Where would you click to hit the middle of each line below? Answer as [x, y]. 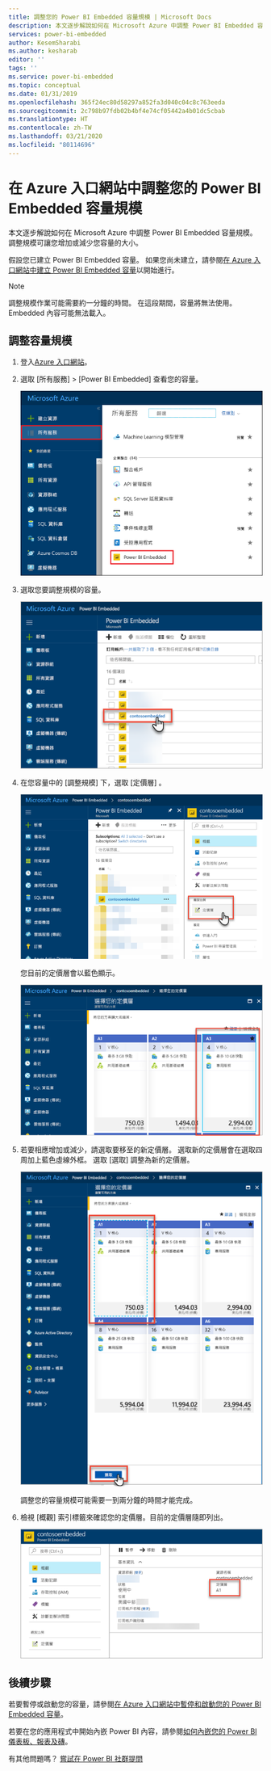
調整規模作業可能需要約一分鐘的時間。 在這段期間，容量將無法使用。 [122, 302]
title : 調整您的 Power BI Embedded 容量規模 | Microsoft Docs [110, 17]
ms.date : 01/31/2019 [43, 94]
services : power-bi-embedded [57, 34]
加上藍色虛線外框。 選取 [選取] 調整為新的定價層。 [110, 1159]
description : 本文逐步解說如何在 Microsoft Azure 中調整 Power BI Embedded [131, 25]
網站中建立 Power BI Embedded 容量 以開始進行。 [97, 270]
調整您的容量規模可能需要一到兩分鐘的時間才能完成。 [108, 1500]
